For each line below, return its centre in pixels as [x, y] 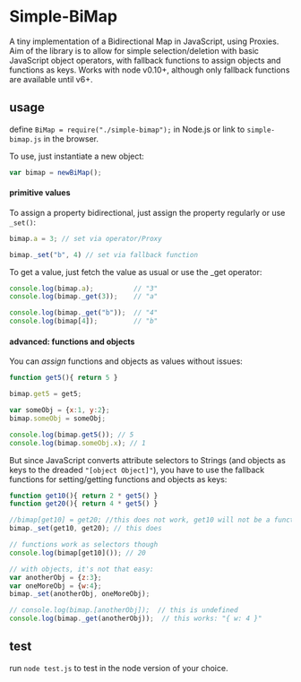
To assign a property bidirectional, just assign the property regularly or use [147, 212]
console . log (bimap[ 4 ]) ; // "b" [84, 321]
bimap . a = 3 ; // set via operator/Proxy [86, 238]
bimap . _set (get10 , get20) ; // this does [86, 529]
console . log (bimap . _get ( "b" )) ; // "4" [84, 313]
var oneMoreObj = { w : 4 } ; [56, 586]
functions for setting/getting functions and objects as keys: [118, 479]
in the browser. [71, 138]
